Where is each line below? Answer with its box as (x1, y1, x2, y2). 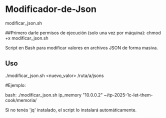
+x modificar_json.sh (5, 35, 48, 41)
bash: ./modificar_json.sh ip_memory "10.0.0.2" (5, 91, 103, 98)
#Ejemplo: (5, 82, 26, 88)
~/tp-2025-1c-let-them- (103, 91, 153, 98)
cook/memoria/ (5, 97, 37, 103)
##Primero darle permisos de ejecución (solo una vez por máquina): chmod (5, 29, 161, 35)
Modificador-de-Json (5, 3, 96, 15)
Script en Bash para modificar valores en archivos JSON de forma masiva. (5, 44, 158, 50)
